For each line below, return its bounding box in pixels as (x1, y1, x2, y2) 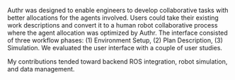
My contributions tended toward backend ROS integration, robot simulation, (7, 57, 228, 66)
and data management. (7, 65, 75, 73)
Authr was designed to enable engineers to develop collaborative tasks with (7, 6, 229, 14)
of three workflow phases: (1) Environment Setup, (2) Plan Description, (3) (7, 36, 223, 45)
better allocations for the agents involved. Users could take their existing (7, 13, 219, 22)
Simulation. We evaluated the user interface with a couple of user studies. (7, 44, 223, 52)
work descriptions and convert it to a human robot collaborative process (7, 21, 218, 29)
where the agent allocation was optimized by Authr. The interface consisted (7, 28, 228, 37)
